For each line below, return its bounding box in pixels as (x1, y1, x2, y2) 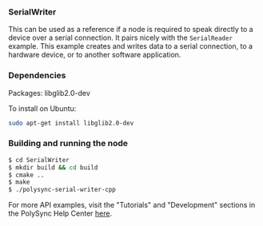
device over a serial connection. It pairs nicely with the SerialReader (8, 33, 233, 42)
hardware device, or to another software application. (8, 50, 181, 60)
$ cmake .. (8, 171, 45, 179)
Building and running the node (8, 138, 129, 149)
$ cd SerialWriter (8, 156, 70, 164)
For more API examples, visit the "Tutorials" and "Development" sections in (8, 200, 256, 210)
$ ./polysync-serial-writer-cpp (8, 186, 116, 194)
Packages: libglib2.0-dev (8, 88, 90, 97)
